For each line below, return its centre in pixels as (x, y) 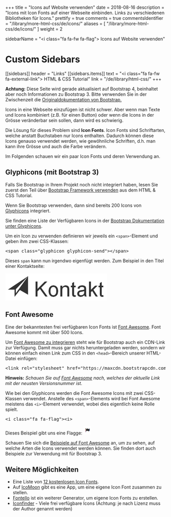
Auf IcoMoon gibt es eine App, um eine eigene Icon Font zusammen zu (87, 487)
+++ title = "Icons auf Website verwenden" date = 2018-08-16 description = (85, 7)
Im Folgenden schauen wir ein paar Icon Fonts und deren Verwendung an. (83, 156)
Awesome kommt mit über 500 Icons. (45, 332)
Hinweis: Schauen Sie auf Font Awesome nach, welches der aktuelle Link (83, 378)
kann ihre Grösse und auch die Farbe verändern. (56, 146)
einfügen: (27, 358)
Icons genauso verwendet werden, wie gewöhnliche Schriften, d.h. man (80, 141)
